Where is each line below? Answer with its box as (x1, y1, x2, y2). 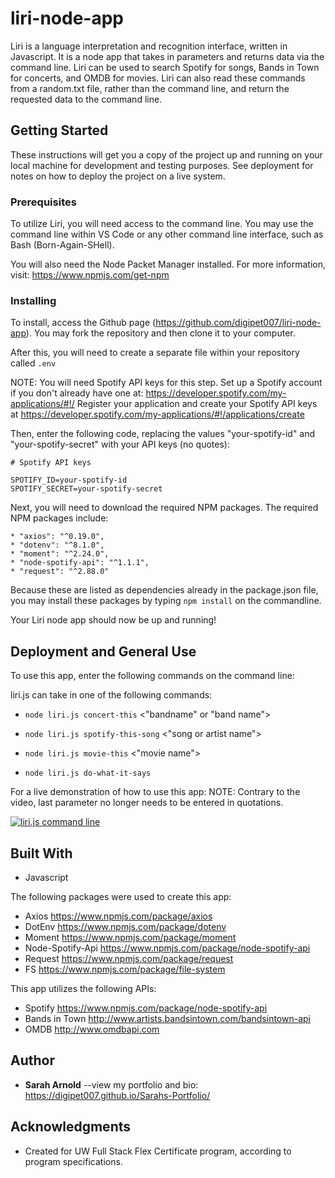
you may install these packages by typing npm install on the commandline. (10, 595, 322, 607)
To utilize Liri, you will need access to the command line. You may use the (10, 218, 314, 230)
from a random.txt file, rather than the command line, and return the (10, 82, 290, 94)
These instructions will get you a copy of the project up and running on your (10, 148, 323, 161)
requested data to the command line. (10, 93, 163, 105)
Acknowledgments (10, 1118, 132, 1136)
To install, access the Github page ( (10, 317, 157, 329)
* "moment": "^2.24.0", (10, 549, 110, 559)
